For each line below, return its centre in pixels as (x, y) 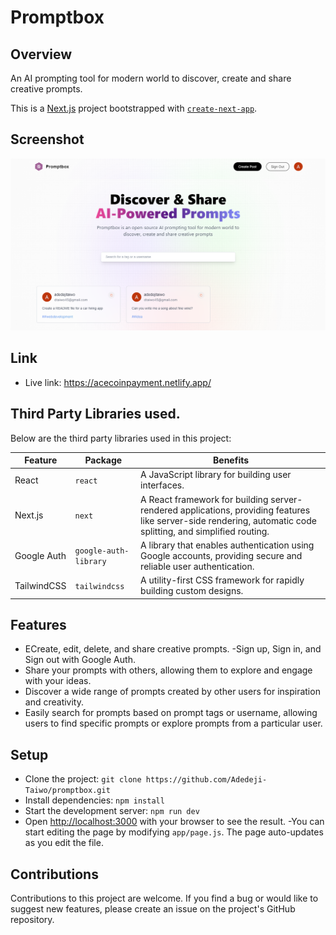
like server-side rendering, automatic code (228, 520)
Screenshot (47, 139)
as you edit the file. (64, 843)
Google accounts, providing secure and (221, 555)
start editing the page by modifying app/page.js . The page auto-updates (174, 832)
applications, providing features (245, 510)
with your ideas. (58, 681)
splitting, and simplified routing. (205, 531)
